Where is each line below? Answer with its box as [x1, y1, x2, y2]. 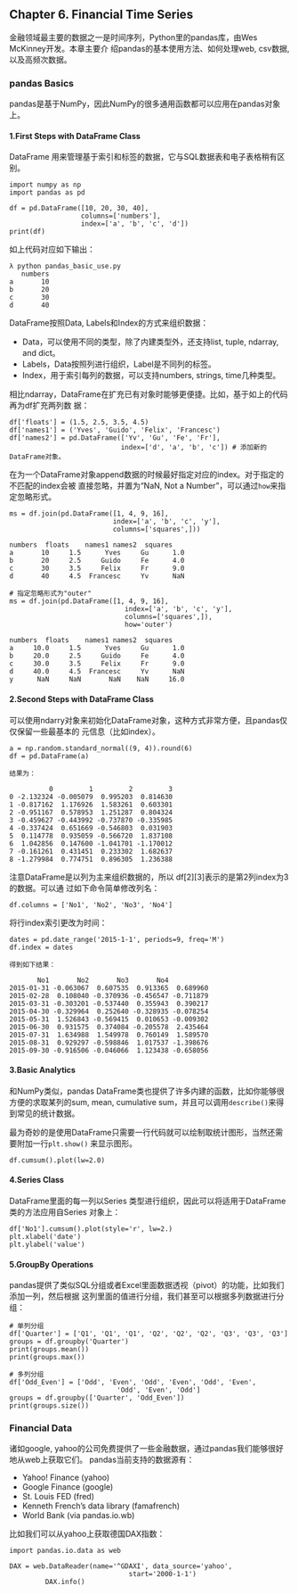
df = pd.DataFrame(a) [9, 751, 90, 761]
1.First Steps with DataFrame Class [9, 130, 141, 141]
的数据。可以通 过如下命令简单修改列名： [9, 882, 160, 893]
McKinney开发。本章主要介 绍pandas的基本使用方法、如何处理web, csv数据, [9, 43, 290, 54]
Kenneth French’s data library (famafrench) [21, 1500, 181, 1511]
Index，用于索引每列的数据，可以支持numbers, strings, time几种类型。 [21, 370, 281, 381]
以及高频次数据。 [9, 54, 72, 65]
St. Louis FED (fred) [21, 1491, 95, 1502]
